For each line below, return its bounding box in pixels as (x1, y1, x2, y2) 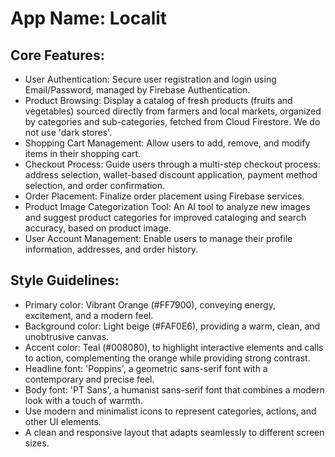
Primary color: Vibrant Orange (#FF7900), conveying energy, (24, 298, 276, 311)
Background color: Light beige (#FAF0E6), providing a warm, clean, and (24, 320, 321, 332)
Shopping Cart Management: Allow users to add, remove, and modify (24, 137, 311, 149)
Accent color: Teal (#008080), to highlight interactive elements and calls (24, 341, 324, 353)
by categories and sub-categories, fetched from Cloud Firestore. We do (24, 116, 321, 127)
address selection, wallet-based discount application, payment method (24, 169, 318, 181)
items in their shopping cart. (24, 148, 142, 159)
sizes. (24, 437, 50, 449)
